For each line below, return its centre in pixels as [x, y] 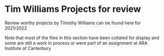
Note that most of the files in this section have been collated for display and [82, 38]
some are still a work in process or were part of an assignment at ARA [76, 43]
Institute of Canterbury [28, 48]
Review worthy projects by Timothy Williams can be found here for [73, 23]
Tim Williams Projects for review [73, 9]
